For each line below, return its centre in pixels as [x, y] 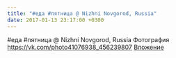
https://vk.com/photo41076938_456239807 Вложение [86, 47]
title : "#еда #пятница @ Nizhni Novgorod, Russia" [82, 13]
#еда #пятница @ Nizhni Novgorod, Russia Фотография [88, 39]
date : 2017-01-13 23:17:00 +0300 [56, 20]
